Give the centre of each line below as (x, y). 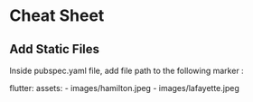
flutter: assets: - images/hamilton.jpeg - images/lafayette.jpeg (124, 88)
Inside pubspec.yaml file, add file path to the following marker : (126, 70)
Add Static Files (55, 49)
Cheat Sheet (57, 16)
